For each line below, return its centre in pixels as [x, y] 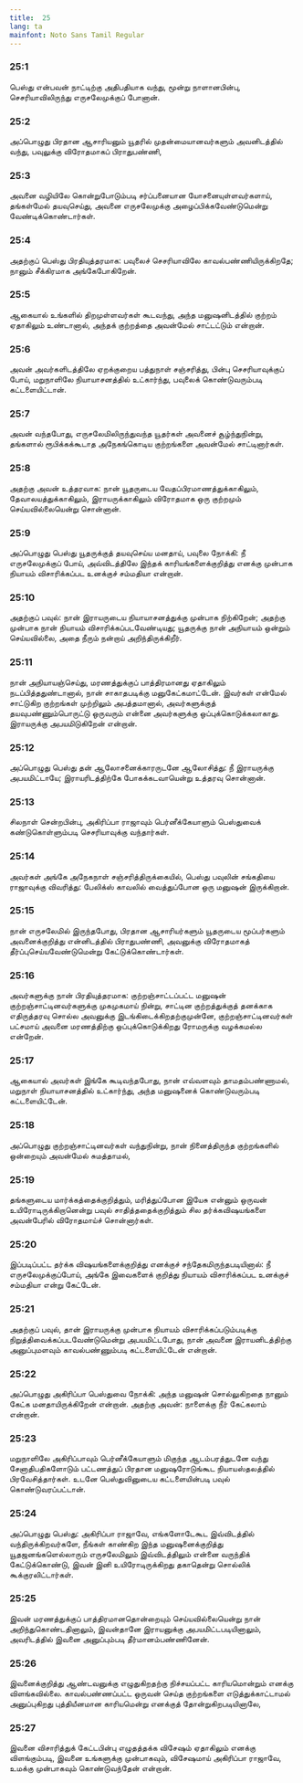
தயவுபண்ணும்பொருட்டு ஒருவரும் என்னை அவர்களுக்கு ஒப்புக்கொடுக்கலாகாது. [145, 712]
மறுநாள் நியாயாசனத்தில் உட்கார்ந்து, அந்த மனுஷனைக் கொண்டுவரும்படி [135, 1091]
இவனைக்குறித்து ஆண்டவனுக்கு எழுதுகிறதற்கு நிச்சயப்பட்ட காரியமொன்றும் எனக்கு [151, 1683]
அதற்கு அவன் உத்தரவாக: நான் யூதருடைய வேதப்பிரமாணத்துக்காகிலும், [134, 488]
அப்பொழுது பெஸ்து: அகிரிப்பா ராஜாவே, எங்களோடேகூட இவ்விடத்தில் [132, 1533]
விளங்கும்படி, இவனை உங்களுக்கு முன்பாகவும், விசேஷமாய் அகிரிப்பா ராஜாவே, [146, 1758]
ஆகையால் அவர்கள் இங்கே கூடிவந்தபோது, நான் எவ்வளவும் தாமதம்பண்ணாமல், [150, 1081]
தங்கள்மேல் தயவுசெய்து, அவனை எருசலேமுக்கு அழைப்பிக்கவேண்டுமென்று [139, 206]
